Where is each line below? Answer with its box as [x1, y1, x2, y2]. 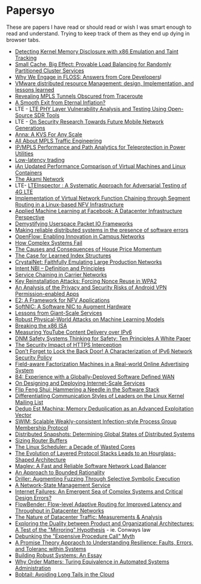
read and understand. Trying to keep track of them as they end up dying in [6, 29, 190, 37]
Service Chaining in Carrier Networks [14, 271, 108, 278]
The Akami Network [14, 175, 65, 182]
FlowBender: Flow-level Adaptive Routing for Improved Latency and [14, 501, 182, 508]
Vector [14, 411, 32, 418]
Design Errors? [14, 494, 52, 501]
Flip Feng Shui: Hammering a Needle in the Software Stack [14, 385, 160, 393]
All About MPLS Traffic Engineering [14, 137, 102, 144]
